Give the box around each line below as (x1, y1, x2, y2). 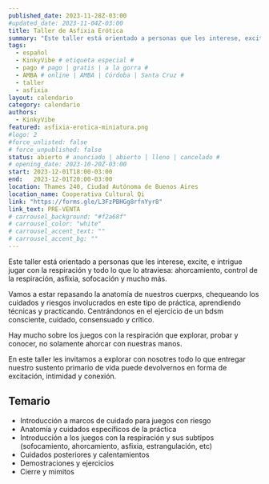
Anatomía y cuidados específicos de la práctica (19, 424, 177, 434)
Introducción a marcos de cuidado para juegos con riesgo (19, 415, 211, 425)
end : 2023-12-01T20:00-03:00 (8, 175, 113, 184)
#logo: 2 (8, 130, 38, 138)
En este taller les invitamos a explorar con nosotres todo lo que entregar (8, 354, 246, 364)
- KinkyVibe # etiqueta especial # (15, 57, 134, 65)
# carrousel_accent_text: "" (8, 227, 106, 236)
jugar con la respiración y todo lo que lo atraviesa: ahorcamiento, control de (8, 265, 258, 274)
